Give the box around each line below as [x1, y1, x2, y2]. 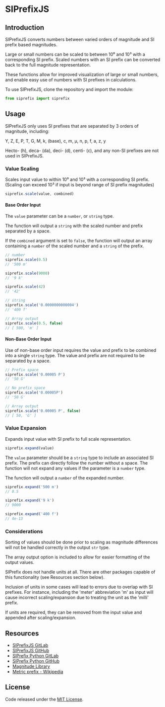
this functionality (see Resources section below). [5, 574, 105, 580]
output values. [5, 559, 35, 565]
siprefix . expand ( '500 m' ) [5, 484, 58, 489]
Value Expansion [5, 425, 47, 432]
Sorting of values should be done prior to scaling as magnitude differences [5, 539, 158, 545]
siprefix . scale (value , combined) [5, 191, 74, 196]
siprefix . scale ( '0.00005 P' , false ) [5, 408, 81, 413]
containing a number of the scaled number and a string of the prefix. [5, 243, 145, 249]
